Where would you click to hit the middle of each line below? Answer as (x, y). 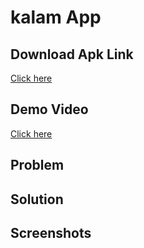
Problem (37, 165)
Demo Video (49, 109)
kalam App (56, 17)
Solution (37, 199)
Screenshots (51, 232)
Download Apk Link (72, 54)
